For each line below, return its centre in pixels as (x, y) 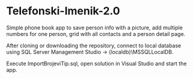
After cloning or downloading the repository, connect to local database (94, 45)
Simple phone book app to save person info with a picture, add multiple (95, 28)
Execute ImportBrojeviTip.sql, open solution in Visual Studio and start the (96, 63)
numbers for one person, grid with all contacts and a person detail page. (96, 34)
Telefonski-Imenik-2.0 (63, 11)
